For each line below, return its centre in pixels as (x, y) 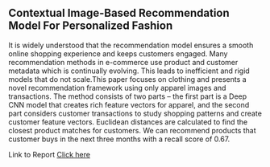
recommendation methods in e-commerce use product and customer (123, 62)
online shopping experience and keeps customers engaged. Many (118, 53)
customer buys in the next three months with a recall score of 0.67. (119, 139)
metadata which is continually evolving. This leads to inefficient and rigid (129, 71)
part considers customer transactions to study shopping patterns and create (135, 113)
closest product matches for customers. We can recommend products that (132, 130)
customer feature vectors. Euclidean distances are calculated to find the (128, 122)
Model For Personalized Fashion (91, 26)
